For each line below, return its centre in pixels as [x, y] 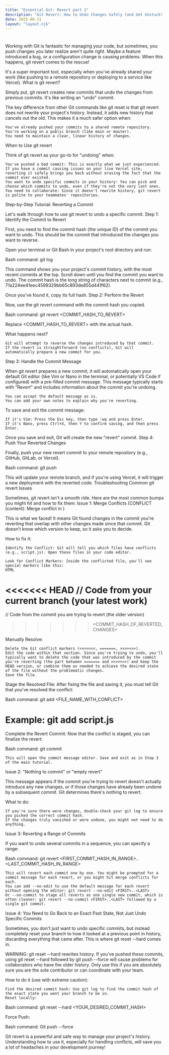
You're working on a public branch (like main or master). [68, 132]
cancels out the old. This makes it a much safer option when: [68, 118]
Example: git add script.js [60, 720]
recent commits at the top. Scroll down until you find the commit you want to [84, 275]
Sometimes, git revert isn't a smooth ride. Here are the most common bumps [84, 498]
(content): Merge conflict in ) [35, 509]
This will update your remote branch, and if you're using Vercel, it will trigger [84, 477]
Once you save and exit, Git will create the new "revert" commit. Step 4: [80, 438]
